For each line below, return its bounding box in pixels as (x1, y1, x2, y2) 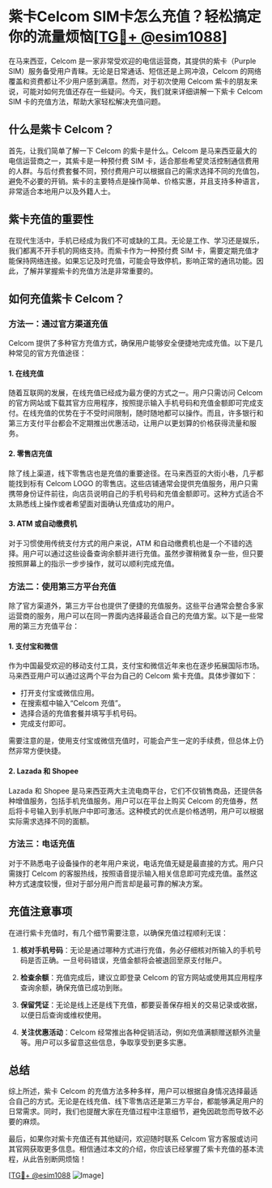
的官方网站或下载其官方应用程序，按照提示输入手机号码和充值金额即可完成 (8, 398, 257, 408)
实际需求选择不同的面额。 (8, 816, 94, 826)
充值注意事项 (8, 905, 73, 919)
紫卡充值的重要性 (8, 213, 94, 226)
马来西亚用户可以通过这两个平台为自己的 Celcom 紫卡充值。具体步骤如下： (8, 671, 258, 681)
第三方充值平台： (22, 622, 79, 631)
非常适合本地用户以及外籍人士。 (8, 186, 115, 196)
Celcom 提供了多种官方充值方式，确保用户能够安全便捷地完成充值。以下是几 (8, 338, 263, 348)
